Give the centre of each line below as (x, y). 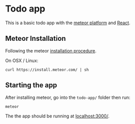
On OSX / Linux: (22, 60)
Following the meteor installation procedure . (51, 50)
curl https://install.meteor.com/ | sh (47, 70)
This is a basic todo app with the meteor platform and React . (68, 23)
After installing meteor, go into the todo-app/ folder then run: (68, 97)
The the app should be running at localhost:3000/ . (57, 116)
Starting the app (31, 85)
